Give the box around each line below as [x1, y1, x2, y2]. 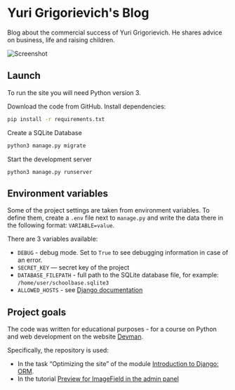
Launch [7, 70, 41, 82]
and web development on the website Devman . [7, 332, 144, 341]
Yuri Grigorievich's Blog [7, 5, 149, 21]
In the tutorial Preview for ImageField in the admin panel [17, 375, 179, 383]
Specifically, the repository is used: [7, 346, 109, 355]
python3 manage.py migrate [7, 142, 86, 149]
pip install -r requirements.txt [7, 115, 105, 122]
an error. [17, 256, 43, 265]
